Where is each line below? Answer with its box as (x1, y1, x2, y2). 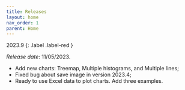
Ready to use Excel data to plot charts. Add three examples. (14, 77, 163, 85)
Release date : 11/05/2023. (6, 53, 71, 60)
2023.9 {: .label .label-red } (6, 42, 73, 49)
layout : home (6, 14, 39, 20)
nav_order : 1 (6, 20, 39, 26)
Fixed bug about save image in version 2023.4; (14, 71, 132, 78)
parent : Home (6, 25, 39, 32)
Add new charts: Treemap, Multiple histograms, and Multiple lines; (14, 65, 179, 72)
